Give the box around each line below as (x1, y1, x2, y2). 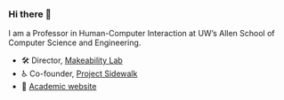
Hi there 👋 (8, 8, 53, 20)
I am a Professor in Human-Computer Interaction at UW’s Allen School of (8, 28, 275, 39)
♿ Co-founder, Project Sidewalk (20, 68, 138, 79)
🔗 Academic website (20, 81, 97, 92)
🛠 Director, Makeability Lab (20, 55, 124, 65)
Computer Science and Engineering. (8, 37, 142, 48)
